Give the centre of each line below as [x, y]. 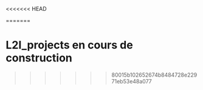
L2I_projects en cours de [69, 45]
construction [39, 58]
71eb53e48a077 [132, 81]
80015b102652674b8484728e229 [154, 75]
